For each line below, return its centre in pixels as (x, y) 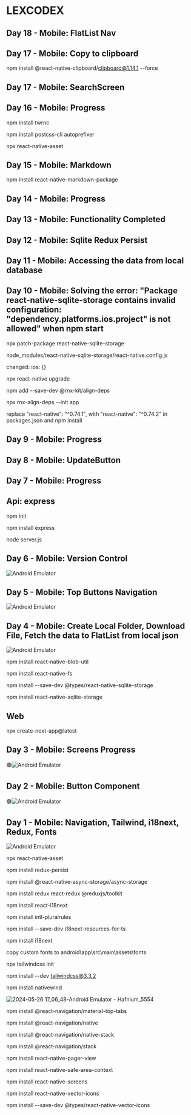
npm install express (31, 527)
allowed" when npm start (55, 329)
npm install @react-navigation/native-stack (60, 1035)
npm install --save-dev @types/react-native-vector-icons (78, 1105)
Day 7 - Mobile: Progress (54, 480)
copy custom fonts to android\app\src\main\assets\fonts (76, 952)
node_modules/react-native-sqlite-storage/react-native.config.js (87, 355)
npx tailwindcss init (30, 964)
